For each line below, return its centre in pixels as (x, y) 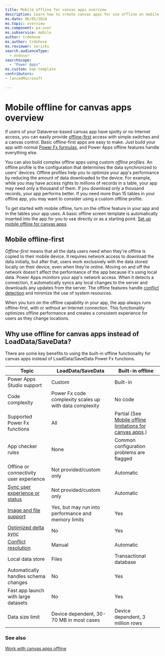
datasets (18, 603)
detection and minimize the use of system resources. (59, 293)
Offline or (18, 467)
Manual (60, 545)
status (15, 499)
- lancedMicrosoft (24, 78)
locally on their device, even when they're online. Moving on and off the (78, 267)
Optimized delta (26, 528)
